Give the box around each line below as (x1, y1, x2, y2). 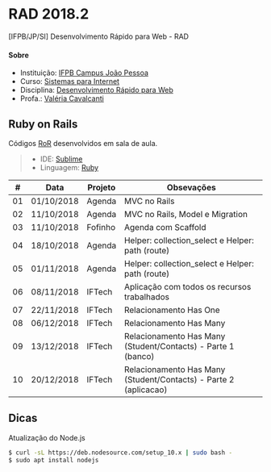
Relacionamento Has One (123, 304, 220, 315)
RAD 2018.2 (8, 5, 90, 23)
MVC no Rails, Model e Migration (123, 208, 248, 219)
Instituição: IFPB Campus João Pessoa (19, 68, 149, 77)
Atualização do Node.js (8, 432, 86, 442)
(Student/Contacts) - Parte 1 (123, 340, 235, 352)
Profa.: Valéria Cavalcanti (19, 94, 105, 103)
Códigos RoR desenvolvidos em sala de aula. (8, 138, 158, 148)
